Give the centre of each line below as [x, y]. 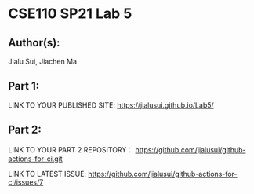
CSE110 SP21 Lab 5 [70, 14]
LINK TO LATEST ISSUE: [47, 174]
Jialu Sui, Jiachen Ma [42, 61]
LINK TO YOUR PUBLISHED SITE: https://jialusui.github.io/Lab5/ [111, 105]
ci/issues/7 [26, 182]
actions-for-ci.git [35, 159]
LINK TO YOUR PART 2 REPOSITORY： [71, 149]
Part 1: [24, 86]
